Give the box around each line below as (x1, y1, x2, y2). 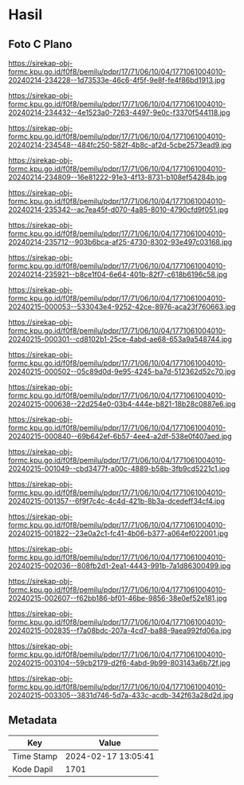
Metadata (8, 713, 57, 727)
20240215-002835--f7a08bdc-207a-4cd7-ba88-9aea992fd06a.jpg (8, 626, 232, 635)
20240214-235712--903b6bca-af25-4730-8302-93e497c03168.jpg (8, 237, 233, 246)
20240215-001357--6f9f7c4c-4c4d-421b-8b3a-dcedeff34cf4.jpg (8, 497, 226, 505)
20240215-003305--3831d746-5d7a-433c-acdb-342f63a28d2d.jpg (8, 691, 234, 700)
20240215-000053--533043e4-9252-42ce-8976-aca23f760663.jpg (8, 302, 236, 312)
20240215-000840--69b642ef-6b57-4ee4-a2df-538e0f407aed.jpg (8, 432, 232, 441)
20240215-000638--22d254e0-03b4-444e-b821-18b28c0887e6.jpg (8, 399, 237, 408)
